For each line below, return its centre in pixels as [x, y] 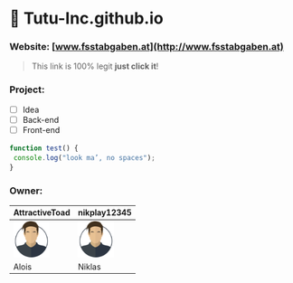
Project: [27, 90]
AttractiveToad [42, 212]
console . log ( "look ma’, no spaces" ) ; [84, 157]
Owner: [26, 191]
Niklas [90, 267]
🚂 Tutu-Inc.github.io [87, 19]
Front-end [41, 129]
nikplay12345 [105, 212]
